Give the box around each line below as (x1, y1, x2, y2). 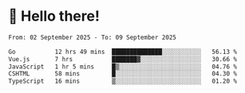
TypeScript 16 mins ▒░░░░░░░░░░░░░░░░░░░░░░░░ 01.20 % (8, 77, 238, 86)
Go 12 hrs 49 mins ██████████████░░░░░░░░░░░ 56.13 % (8, 48, 238, 56)
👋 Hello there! (8, 7, 100, 25)
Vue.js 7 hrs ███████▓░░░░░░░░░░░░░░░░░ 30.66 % (8, 55, 238, 63)
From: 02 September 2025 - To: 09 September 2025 (8, 33, 177, 41)
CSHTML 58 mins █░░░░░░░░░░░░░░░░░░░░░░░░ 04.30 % (8, 70, 238, 78)
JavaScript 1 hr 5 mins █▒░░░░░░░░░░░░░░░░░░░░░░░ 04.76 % (8, 63, 238, 71)
